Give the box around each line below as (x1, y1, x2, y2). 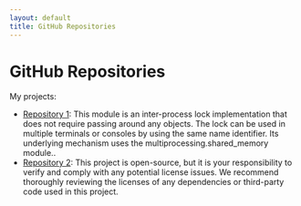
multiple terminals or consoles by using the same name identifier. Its (22, 129, 279, 139)
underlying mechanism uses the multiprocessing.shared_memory (22, 138, 269, 149)
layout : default (9, 13, 71, 23)
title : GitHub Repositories (9, 22, 117, 31)
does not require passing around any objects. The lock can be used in (22, 118, 285, 129)
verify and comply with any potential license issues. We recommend (22, 167, 279, 178)
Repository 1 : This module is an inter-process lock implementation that (22, 108, 287, 119)
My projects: (9, 91, 57, 102)
